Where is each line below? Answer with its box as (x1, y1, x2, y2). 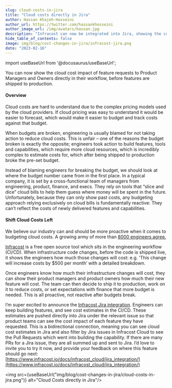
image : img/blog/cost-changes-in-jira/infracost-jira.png (5, 41, 132, 46)
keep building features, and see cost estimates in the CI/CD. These (5, 307, 146, 313)
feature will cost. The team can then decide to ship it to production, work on (5, 281, 165, 287)
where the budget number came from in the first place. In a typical (5, 172, 145, 178)
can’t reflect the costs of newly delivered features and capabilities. (5, 205, 146, 211)
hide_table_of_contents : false (5, 36, 72, 42)
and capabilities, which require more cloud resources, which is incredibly (5, 146, 160, 152)
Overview (5, 92, 27, 98)
